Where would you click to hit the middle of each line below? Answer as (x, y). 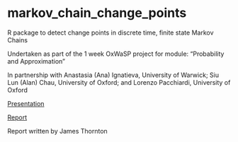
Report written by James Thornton (57, 131)
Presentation (26, 103)
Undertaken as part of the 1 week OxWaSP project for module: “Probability (116, 54)
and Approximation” (36, 61)
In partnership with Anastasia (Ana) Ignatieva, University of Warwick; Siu (113, 75)
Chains (18, 40)
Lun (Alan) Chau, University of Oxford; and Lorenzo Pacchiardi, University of (119, 82)
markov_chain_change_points (97, 13)
